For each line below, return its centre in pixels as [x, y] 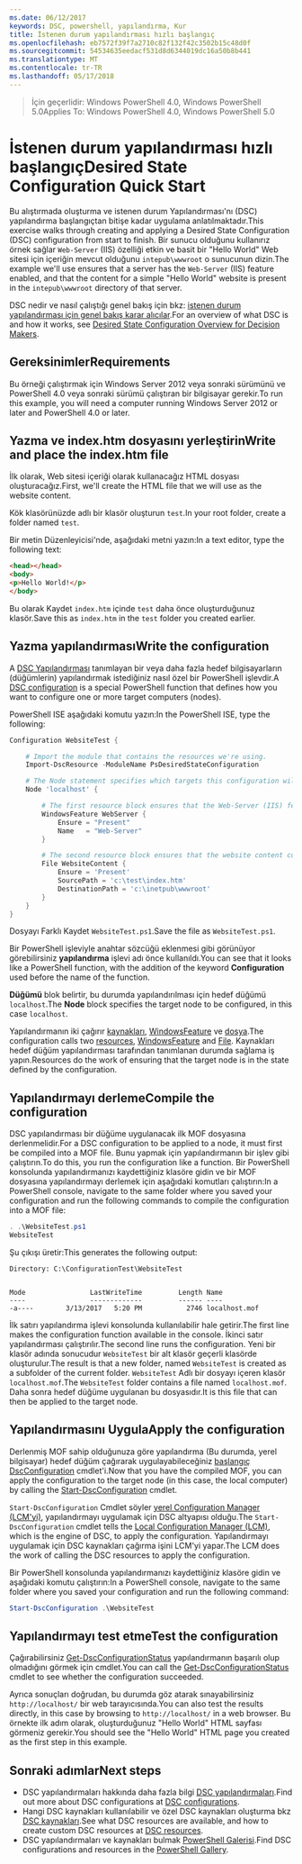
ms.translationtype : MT [54, 59]
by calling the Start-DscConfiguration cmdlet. [93, 1489]
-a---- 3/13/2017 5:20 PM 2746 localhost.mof [134, 1308]
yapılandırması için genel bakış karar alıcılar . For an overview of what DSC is [149, 314]
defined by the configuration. [63, 1070]
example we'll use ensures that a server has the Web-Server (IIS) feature [142, 268]
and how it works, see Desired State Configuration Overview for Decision [145, 324]
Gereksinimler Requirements [90, 362]
